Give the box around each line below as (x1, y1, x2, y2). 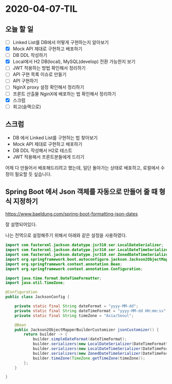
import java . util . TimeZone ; (5, 280, 66, 286)
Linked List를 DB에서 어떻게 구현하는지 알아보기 (12, 39, 109, 45)
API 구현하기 (12, 78, 38, 84)
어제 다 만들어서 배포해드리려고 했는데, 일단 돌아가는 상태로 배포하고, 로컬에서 (5, 164, 160, 170)
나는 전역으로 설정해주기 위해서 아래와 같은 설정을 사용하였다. (5, 232, 127, 239)
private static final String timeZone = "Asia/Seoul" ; (14, 313, 134, 318)
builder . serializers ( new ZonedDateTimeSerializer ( (32, 351, 143, 356)
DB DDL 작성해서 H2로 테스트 (12, 147, 73, 154)
